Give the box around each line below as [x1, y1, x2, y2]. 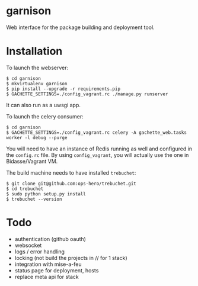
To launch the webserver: [6, 64, 69, 71]
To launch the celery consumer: [6, 113, 84, 120]
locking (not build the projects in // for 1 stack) [14, 254, 127, 261]
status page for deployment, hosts [14, 266, 99, 274]
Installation [6, 44, 63, 58]
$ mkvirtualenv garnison [6, 81, 68, 86]
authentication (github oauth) [14, 235, 86, 242]
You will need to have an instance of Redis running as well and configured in [6, 145, 193, 152]
